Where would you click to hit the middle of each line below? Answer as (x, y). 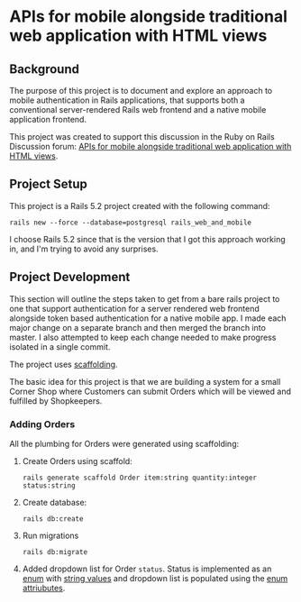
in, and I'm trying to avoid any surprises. (84, 249)
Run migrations (50, 535)
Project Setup (49, 184)
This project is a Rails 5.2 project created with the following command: (140, 205)
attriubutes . (44, 588)
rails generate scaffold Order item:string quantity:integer (140, 478)
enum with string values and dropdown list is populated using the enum (155, 578)
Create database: (55, 502)
